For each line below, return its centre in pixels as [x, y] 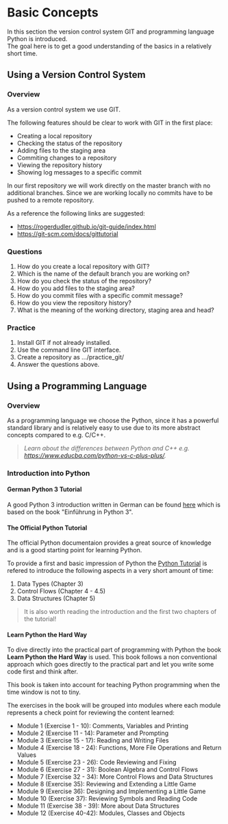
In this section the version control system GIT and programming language [111, 31]
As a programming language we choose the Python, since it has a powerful [113, 420]
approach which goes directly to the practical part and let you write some [111, 665]
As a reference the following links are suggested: [76, 213]
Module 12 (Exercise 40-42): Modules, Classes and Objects [101, 813]
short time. [22, 53]
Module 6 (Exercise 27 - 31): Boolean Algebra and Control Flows [107, 770]
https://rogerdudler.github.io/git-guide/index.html [86, 227]
